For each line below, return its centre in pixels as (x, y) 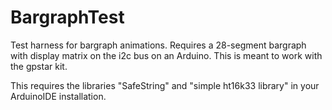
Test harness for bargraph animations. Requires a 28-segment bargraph (158, 45)
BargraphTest (67, 17)
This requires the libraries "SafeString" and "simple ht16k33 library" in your (165, 85)
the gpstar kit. (39, 66)
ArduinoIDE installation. (58, 96)
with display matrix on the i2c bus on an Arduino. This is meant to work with (166, 55)
